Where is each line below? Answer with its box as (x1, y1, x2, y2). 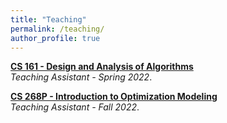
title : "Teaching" (10, 14, 87, 25)
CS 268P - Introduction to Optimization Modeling (10, 91, 218, 103)
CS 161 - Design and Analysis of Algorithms (10, 61, 194, 73)
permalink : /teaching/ (10, 24, 105, 34)
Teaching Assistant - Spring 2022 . (10, 71, 153, 83)
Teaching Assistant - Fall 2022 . (10, 101, 140, 113)
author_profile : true (10, 33, 101, 43)
